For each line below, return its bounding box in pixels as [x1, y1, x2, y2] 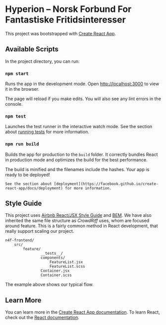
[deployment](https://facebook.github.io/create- [54, 181, 159, 186]
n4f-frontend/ [5, 238, 35, 243]
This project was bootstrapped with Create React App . [5, 30, 116, 36]
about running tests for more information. [5, 129, 89, 135]
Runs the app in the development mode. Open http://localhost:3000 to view [5, 81, 160, 87]
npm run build [5, 141, 39, 147]
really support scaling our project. [5, 228, 74, 234]
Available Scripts [5, 45, 58, 53]
